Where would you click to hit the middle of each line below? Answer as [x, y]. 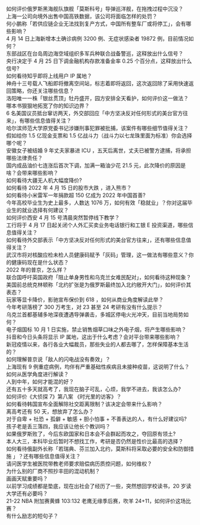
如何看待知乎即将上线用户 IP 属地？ [49, 76]
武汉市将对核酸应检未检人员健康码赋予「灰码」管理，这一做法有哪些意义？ [97, 255]
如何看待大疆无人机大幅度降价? [44, 180]
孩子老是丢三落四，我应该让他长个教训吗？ [58, 426]
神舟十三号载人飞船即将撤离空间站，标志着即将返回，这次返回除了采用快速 [97, 83]
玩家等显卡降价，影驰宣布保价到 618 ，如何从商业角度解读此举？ [85, 299]
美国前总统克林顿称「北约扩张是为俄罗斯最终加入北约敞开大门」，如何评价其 [99, 285]
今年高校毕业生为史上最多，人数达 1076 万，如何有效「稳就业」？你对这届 [97, 203]
